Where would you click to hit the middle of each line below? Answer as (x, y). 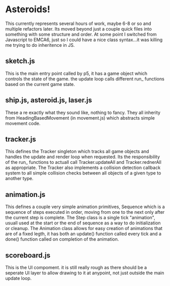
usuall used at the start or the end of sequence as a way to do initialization (83, 223)
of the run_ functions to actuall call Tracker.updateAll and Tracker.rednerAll (83, 162)
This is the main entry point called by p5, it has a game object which (76, 73)
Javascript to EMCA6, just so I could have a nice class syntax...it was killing (84, 40)
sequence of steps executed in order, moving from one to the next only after (85, 212)
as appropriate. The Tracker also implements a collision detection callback (83, 168)
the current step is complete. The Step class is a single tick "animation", (80, 218)
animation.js (25, 194)
